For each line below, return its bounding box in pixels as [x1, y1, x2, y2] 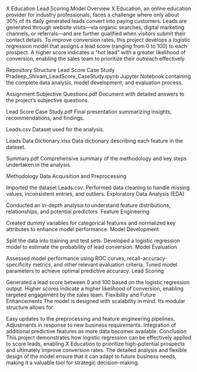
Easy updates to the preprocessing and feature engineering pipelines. [6, 315, 175, 322]
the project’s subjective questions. [6, 97, 89, 104]
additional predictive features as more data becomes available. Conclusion [6, 328, 187, 335]
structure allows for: [6, 304, 55, 311]
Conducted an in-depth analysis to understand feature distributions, [6, 202, 171, 209]
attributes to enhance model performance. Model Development [6, 226, 159, 232]
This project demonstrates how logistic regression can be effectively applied [6, 334, 192, 341]
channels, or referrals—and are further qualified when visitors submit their [6, 30, 186, 37]
